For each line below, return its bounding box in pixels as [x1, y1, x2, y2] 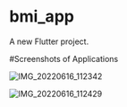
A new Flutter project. [9, 36, 89, 47]
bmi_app [9, 6, 74, 27]
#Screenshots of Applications [9, 53, 119, 64]
